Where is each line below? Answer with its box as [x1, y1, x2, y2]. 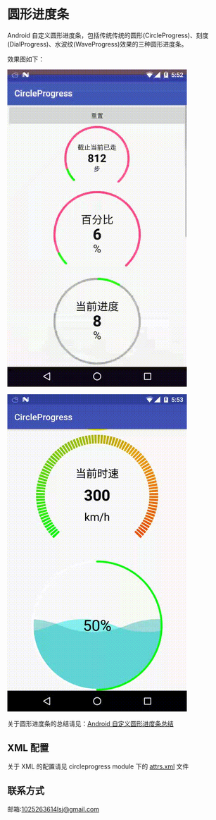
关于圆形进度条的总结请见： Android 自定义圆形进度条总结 [7, 719, 174, 728]
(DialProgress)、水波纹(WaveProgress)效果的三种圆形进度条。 [7, 39, 188, 48]
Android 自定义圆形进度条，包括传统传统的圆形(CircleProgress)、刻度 [7, 31, 209, 39]
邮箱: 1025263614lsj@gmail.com [7, 804, 100, 813]
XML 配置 [7, 742, 49, 754]
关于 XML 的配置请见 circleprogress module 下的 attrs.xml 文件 [7, 762, 189, 771]
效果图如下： [7, 54, 44, 63]
